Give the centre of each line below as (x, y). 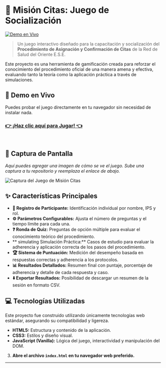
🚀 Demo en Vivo (30, 95)
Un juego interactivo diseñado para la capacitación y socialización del (88, 44)
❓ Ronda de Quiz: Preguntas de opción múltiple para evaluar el (76, 229)
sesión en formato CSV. (36, 285)
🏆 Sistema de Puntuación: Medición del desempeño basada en (78, 252)
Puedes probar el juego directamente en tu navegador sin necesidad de (78, 107)
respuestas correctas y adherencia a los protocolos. (65, 260)
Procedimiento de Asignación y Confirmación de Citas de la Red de (87, 49)
